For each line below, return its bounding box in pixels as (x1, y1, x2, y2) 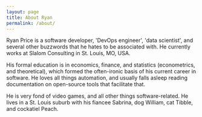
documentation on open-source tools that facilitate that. (6, 81, 146, 88)
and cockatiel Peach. (6, 105, 59, 113)
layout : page (6, 8, 39, 15)
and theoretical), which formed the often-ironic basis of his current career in (6, 68, 197, 75)
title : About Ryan (6, 15, 53, 21)
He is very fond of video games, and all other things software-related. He (6, 92, 189, 100)
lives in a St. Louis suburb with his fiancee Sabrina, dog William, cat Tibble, (6, 99, 194, 106)
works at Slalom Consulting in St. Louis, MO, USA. (6, 50, 131, 57)
